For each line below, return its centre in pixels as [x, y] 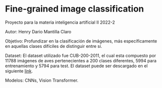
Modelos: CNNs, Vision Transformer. [42, 80]
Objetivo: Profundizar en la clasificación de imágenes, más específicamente [81, 41]
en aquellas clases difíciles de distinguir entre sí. [54, 46]
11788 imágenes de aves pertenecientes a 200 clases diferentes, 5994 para [81, 60]
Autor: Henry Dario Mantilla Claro [38, 31]
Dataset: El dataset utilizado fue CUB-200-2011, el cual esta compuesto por [81, 55]
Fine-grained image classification [75, 9]
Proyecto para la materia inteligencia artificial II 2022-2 [60, 22]
